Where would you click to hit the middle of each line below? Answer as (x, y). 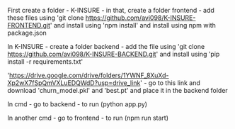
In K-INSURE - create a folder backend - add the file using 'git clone (106, 46)
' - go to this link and (170, 83)
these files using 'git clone (46, 18)
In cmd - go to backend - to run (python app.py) (77, 104)
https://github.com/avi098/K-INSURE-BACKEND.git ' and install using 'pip (114, 54)
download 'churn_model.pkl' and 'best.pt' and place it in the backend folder (117, 90)
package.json (27, 33)
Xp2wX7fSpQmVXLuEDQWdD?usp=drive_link (74, 83)
